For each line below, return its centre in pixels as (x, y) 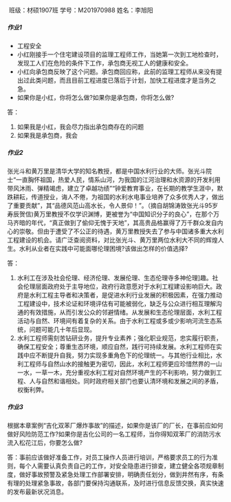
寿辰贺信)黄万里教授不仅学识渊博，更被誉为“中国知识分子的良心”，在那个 (110, 214)
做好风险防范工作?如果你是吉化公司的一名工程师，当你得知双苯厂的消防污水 (114, 434)
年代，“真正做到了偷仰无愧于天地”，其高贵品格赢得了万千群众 (118, 222)
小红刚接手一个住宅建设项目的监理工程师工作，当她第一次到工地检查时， (119, 54)
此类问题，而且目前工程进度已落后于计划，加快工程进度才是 (113, 80)
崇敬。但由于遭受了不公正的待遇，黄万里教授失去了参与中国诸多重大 (115, 231)
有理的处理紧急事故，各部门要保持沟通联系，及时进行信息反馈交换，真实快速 (115, 483)
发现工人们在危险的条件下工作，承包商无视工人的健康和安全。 (104, 63)
